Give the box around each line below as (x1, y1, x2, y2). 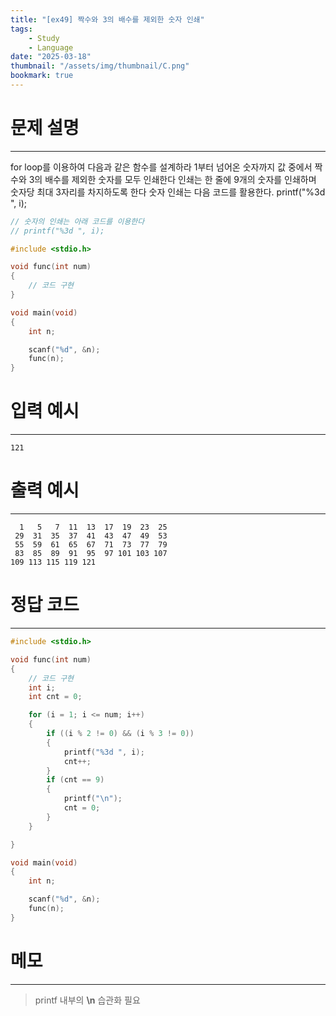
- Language (28, 42, 74, 53)
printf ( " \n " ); (63, 794, 123, 804)
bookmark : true (10, 71, 74, 81)
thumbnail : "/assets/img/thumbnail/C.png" (10, 61, 190, 71)
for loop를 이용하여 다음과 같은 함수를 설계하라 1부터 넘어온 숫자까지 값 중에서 (10, 161, 313, 173)
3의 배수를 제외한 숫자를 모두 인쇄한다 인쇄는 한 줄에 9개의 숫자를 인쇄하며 (28, 173, 317, 185)
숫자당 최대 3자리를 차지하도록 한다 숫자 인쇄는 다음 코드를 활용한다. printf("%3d (10, 186, 326, 198)
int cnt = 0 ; (28, 692, 83, 702)
